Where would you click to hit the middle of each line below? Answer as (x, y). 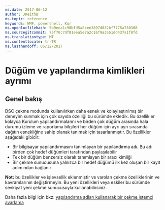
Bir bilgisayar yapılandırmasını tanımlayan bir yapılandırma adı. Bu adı (82, 147)
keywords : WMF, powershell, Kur (38, 23)
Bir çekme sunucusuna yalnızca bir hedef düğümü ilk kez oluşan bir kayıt (86, 162)
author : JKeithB (22, 14)
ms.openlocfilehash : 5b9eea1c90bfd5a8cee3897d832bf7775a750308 (71, 28)
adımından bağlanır (32, 167)
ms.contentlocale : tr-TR (31, 42)
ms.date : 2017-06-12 (26, 10)
